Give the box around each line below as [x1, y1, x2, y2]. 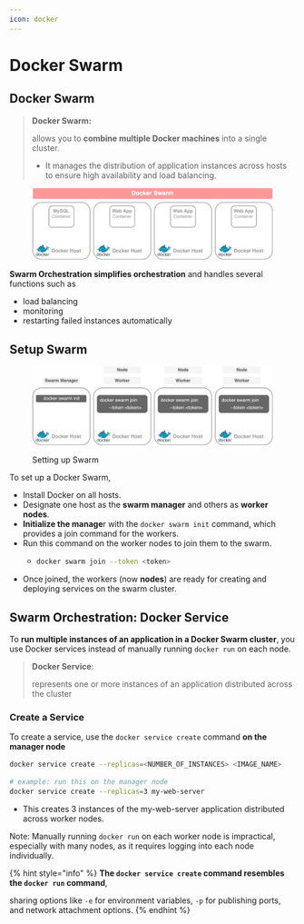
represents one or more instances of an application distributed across [31, 678, 293, 690]
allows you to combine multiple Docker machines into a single [31, 133, 268, 144]
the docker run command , [9, 877, 108, 888]
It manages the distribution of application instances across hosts [44, 160, 288, 171]
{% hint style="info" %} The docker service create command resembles [9, 868, 285, 879]
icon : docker [9, 15, 59, 24]
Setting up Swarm [32, 454, 100, 465]
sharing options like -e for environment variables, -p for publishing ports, [9, 895, 281, 906]
